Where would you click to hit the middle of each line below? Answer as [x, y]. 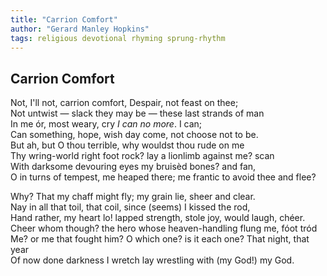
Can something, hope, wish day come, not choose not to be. [134, 135]
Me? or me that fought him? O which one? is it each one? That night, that [160, 239]
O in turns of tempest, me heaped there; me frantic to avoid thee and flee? [163, 177]
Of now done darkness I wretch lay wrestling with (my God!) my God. [152, 260]
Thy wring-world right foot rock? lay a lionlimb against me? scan [142, 156]
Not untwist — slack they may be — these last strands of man [137, 113]
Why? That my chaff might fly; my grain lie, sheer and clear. [133, 197]
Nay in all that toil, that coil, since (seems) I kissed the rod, [130, 207]
